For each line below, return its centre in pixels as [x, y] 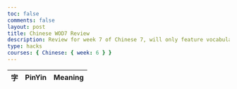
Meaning [69, 77]
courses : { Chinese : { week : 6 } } [60, 53]
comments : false [31, 20]
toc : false [23, 14]
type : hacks [25, 46]
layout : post [26, 27]
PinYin [36, 77]
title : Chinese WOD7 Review [49, 33]
